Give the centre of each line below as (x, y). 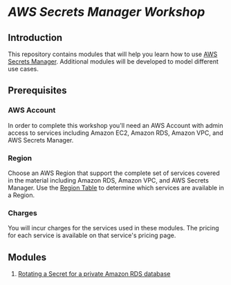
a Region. (21, 195)
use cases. (23, 69)
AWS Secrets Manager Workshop (107, 12)
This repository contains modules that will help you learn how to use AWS (113, 54)
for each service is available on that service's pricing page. (92, 235)
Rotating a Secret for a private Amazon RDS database (94, 274)
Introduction (35, 38)
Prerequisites (37, 91)
